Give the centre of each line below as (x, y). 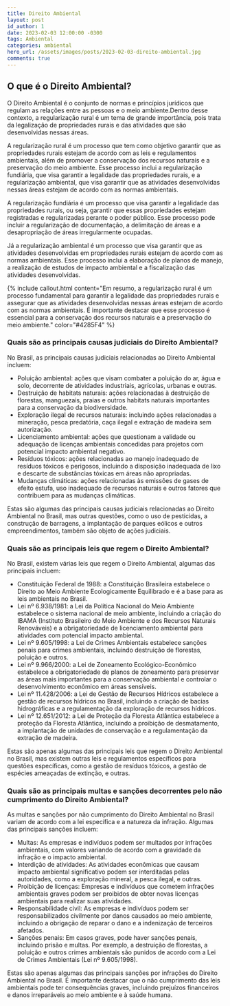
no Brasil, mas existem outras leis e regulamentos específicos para (102, 759)
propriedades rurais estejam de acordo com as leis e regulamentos (102, 153)
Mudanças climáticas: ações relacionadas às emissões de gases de (113, 480)
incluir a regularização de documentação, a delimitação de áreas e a (104, 225)
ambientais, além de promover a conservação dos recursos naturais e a (108, 160)
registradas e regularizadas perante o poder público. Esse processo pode (111, 217)
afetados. (31, 930)
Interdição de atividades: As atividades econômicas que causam (108, 865)
